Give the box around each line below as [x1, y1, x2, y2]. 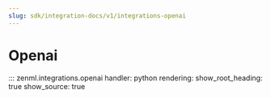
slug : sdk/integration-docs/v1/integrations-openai [8, 11, 186, 20]
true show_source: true [8, 81, 86, 91]
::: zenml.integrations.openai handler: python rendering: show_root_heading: [8, 73, 263, 83]
